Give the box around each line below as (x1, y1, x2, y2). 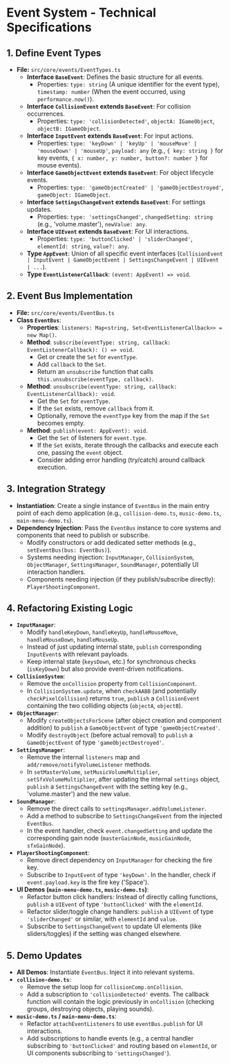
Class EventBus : (16, 316, 61, 324)
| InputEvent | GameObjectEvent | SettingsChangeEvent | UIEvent (26, 257, 219, 264)
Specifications (6, 19, 92, 35)
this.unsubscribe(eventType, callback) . (37, 375, 154, 383)
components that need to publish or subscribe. (16, 531, 150, 539)
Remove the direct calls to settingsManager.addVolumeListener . (26, 804, 207, 813)
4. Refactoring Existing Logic (6, 602, 133, 614)
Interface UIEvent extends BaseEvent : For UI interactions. (26, 227, 189, 235)
